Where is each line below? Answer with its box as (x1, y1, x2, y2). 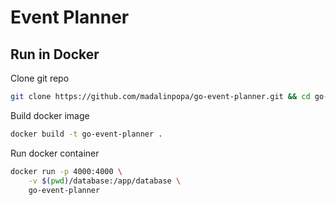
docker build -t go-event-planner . (10, 129, 163, 139)
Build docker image (10, 109, 90, 121)
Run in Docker (10, 46, 100, 63)
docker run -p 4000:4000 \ (10, 166, 123, 176)
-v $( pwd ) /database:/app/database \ (28, 176, 182, 186)
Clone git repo (10, 72, 70, 84)
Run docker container (10, 147, 100, 159)
